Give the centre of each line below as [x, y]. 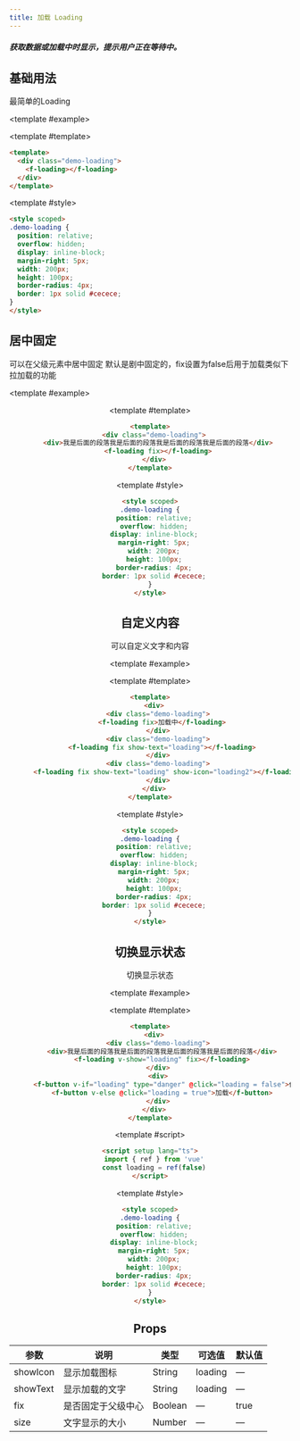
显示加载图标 [90, 1373]
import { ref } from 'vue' [154, 1160]
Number [170, 1422]
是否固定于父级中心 [104, 1406]
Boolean [170, 1405]
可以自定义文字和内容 [150, 646]
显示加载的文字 [95, 1389]
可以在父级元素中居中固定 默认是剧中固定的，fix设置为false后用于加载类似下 [149, 363]
